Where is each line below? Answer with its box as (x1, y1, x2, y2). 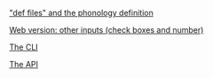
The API (9, 59, 38, 69)
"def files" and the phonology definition (9, 8, 154, 18)
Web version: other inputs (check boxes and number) (9, 25, 204, 35)
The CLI (9, 42, 38, 52)
